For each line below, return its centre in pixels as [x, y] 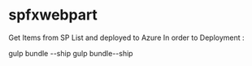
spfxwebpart [53, 15]
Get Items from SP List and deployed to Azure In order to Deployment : [127, 37]
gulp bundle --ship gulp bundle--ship [71, 53]
